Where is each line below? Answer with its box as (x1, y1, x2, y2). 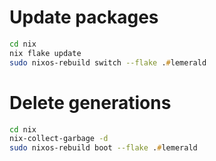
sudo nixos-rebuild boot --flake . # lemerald (9, 143, 198, 153)
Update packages (9, 6, 159, 29)
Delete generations (9, 91, 172, 114)
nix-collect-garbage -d (9, 134, 109, 144)
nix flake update (9, 48, 82, 58)
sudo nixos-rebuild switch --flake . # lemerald (9, 57, 207, 68)
